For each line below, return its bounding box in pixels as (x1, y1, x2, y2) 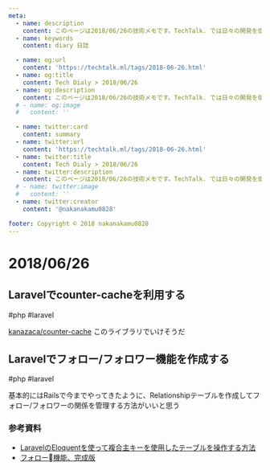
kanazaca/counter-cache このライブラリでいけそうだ (8, 326, 186, 336)
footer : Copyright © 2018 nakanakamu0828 (8, 219, 149, 227)
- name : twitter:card (15, 123, 88, 131)
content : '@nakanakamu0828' (22, 205, 117, 213)
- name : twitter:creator (15, 198, 99, 206)
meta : (8, 11, 27, 20)
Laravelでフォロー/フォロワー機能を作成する (8, 352, 230, 366)
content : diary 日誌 (22, 42, 89, 50)
